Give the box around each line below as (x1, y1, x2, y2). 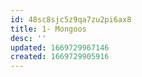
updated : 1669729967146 (10, 42, 110, 53)
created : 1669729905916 (10, 52, 110, 62)
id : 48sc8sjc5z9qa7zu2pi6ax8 (10, 14, 132, 25)
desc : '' (10, 33, 47, 43)
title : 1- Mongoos (10, 24, 87, 34)
